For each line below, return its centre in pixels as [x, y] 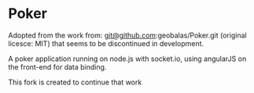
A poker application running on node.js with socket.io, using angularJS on [127, 59]
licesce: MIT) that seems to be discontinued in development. [106, 43]
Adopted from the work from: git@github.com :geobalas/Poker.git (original [127, 35]
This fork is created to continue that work [75, 82]
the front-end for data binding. [57, 66]
